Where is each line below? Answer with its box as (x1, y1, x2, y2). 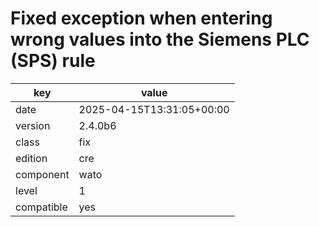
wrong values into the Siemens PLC (10, 28, 310, 51)
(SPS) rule (10, 50, 96, 72)
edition (15, 151, 48, 165)
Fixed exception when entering (10, 7, 273, 30)
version (15, 118, 51, 132)
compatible (15, 200, 68, 214)
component (15, 167, 70, 181)
